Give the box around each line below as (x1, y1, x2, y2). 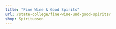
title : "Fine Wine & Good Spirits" (5, 7, 80, 12)
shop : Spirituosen (5, 16, 44, 21)
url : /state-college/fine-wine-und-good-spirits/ (5, 12, 111, 17)
